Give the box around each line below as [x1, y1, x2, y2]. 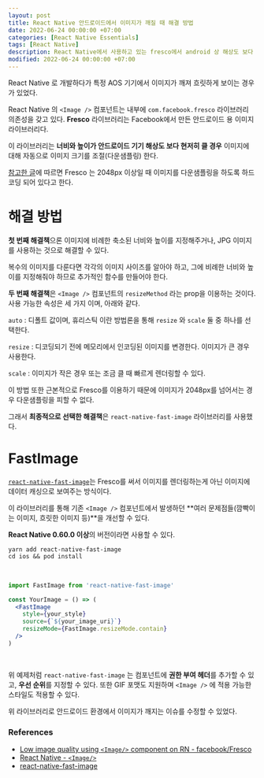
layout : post [8, 11, 51, 20]
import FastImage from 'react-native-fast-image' [8, 581, 175, 589]
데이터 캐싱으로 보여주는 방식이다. [8, 486, 112, 496]
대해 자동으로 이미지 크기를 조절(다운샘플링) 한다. [8, 150, 159, 160]
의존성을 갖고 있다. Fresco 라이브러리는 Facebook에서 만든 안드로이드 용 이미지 [8, 114, 255, 124]
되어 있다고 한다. [22, 177, 73, 187]
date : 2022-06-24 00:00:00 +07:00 [8, 26, 122, 34]
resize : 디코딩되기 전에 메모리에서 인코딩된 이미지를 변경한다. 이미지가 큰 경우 [8, 342, 250, 351]
